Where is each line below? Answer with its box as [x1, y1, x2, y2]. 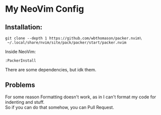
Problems [5, 81, 35, 89]
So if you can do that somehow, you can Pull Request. [5, 104, 114, 110]
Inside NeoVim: [5, 49, 36, 54]
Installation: [5, 23, 43, 31]
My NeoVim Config [5, 3, 84, 15]
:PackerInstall [5, 58, 36, 63]
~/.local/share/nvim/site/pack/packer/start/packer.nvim [7, 40, 127, 45]
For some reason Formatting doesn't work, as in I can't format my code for [5, 94, 157, 100]
